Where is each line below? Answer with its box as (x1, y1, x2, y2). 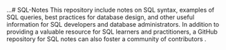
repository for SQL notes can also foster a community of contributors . (6, 35, 207, 43)
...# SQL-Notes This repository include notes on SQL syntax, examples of (6, 6, 215, 14)
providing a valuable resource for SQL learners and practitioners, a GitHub (6, 27, 218, 36)
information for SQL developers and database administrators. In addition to (6, 21, 220, 28)
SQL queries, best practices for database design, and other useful (6, 13, 195, 21)
